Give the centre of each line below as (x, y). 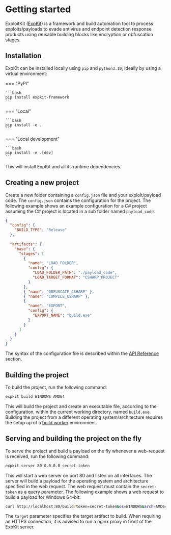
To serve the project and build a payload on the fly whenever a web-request (85, 451)
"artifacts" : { (26, 244)
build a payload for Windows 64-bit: (43, 497)
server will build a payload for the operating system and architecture (77, 481)
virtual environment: (26, 73)
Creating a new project (42, 183)
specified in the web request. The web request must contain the (72, 486)
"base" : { (25, 249)
